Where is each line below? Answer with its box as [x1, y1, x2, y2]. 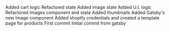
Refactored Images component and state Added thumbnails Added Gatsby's [5, 9, 165, 15]
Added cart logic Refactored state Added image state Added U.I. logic [5, 4, 152, 10]
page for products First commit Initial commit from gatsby [5, 20, 126, 26]
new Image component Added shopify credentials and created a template [5, 15, 160, 20]
